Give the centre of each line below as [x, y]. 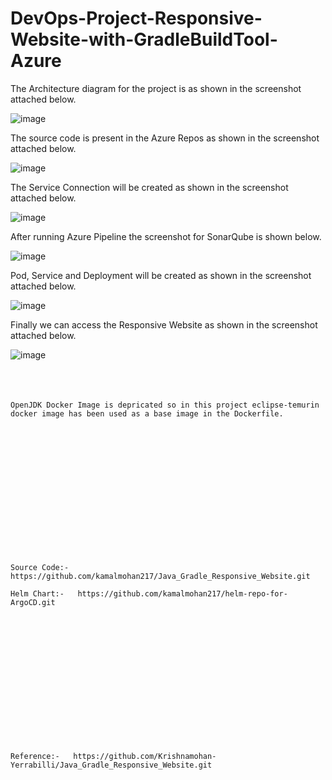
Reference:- [35, 756]
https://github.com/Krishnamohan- [145, 756]
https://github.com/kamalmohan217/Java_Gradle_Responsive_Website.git [160, 576]
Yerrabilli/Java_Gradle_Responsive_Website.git [111, 765]
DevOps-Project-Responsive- [136, 18]
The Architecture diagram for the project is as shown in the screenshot [156, 88]
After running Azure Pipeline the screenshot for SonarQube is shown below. [166, 236]
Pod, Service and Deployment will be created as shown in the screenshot [161, 275]
